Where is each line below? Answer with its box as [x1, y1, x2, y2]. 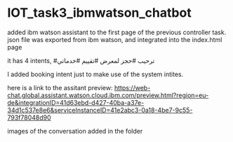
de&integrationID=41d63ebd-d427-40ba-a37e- [7, 98, 145, 106]
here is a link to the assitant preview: [7, 83, 113, 92]
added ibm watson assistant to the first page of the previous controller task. [7, 28, 227, 36]
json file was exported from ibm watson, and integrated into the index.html [7, 35, 222, 43]
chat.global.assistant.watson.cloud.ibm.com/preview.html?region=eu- [7, 91, 209, 99]
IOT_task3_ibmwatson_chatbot [7, 5, 192, 21]
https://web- [114, 83, 151, 92]
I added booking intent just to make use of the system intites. [7, 70, 184, 78]
